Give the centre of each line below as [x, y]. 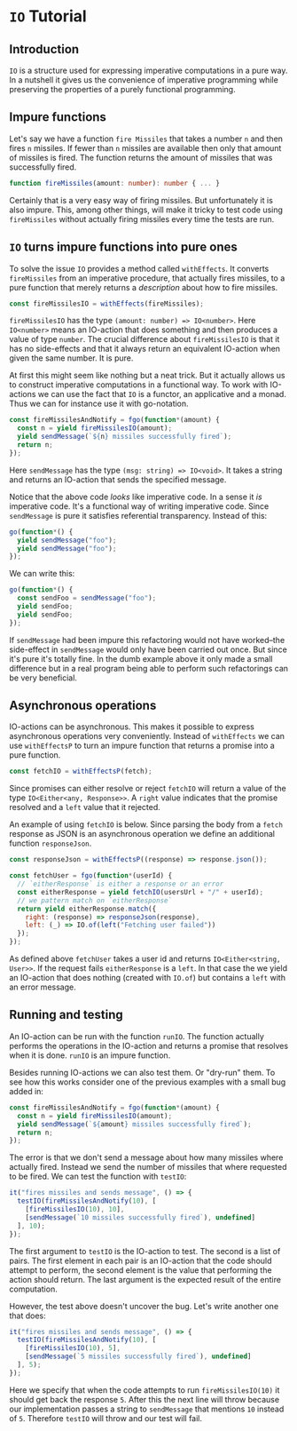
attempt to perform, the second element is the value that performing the [141, 1270]
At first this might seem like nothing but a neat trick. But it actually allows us [147, 376]
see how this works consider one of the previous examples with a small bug [148, 1082]
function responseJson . [51, 843]
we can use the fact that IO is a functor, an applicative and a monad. [162, 394]
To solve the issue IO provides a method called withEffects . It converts [139, 268]
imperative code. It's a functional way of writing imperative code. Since [139, 506]
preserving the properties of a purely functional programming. [123, 89]
